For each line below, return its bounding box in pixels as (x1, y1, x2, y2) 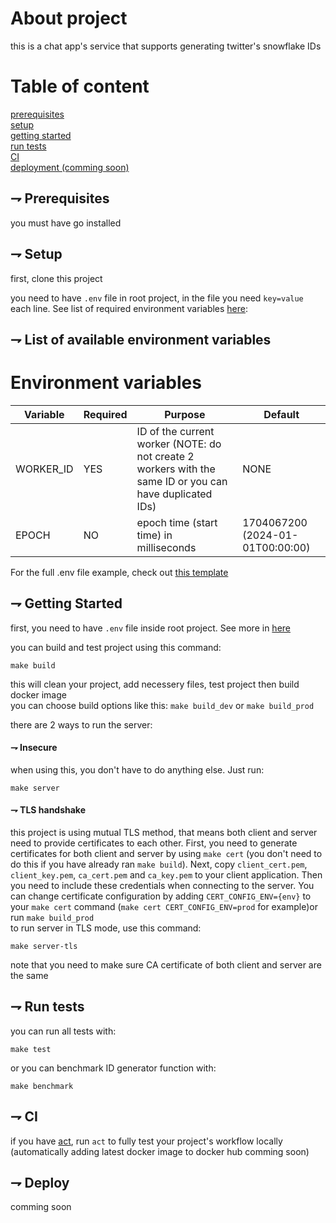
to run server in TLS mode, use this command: (10, 922, 202, 934)
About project (10, 7, 128, 30)
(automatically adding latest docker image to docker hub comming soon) (10, 1145, 310, 1157)
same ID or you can (136, 474, 228, 488)
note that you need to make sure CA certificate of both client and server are (10, 959, 322, 971)
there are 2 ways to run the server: (10, 718, 153, 731)
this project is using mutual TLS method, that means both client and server (10, 827, 318, 839)
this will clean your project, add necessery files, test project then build (10, 678, 300, 690)
